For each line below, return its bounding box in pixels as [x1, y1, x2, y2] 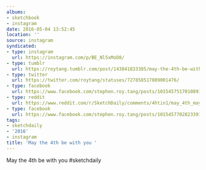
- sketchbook [6, 15, 40, 21]
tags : [6, 117, 20, 123]
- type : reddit [6, 94, 45, 100]
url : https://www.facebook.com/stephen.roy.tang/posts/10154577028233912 [12, 111, 204, 117]
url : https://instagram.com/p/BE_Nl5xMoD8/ [12, 54, 124, 61]
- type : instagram [6, 49, 53, 55]
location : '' [6, 32, 40, 38]
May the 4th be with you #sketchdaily [6, 157, 102, 164]
